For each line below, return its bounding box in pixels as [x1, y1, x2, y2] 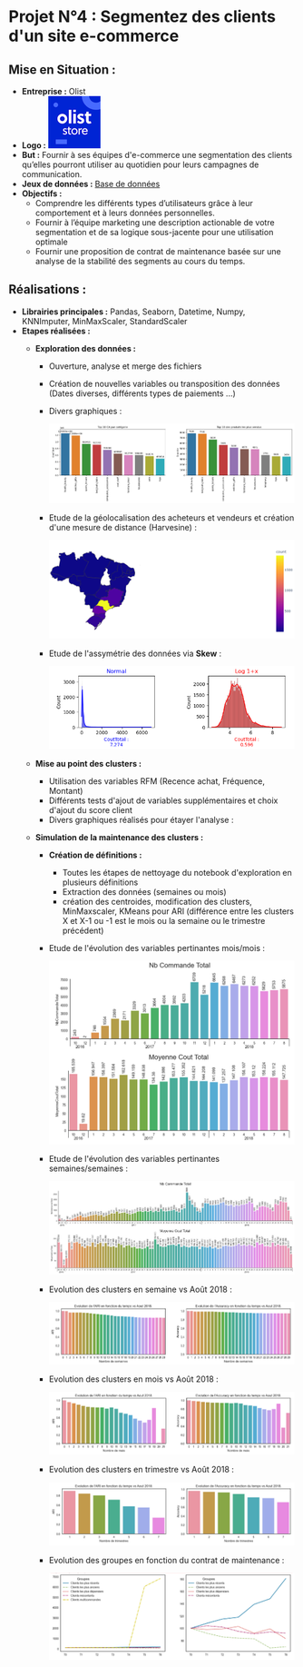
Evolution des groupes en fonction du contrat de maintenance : [48, 1555, 285, 1566]
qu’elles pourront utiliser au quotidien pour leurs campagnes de [21, 159, 259, 170]
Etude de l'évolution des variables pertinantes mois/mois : [48, 943, 265, 954]
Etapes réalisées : [21, 325, 91, 336]
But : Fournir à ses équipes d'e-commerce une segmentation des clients [21, 150, 292, 160]
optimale [34, 236, 69, 247]
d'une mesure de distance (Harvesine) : [48, 521, 197, 532]
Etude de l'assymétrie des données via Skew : [48, 648, 222, 660]
